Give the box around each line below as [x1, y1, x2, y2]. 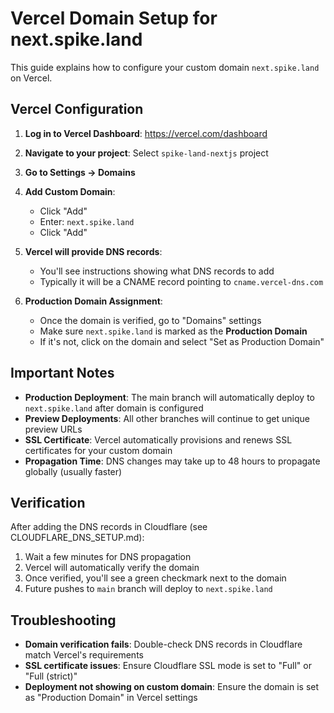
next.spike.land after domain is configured [24, 402, 204, 414]
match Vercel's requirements [24, 649, 144, 661]
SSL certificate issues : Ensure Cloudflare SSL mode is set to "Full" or [24, 660, 312, 672]
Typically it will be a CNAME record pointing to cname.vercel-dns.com [39, 275, 324, 287]
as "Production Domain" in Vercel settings [24, 692, 198, 704]
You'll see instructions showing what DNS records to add [39, 265, 275, 277]
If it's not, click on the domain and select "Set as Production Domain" [39, 335, 325, 347]
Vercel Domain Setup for [10, 7, 218, 30]
